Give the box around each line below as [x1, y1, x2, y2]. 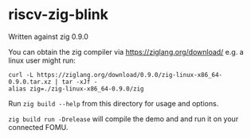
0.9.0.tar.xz [8, 78, 52, 86]
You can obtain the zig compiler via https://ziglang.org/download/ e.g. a [8, 47, 245, 56]
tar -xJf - [61, 78, 98, 86]
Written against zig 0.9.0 [8, 32, 89, 41]
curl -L [8, 71, 34, 79]
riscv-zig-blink [8, 6, 109, 24]
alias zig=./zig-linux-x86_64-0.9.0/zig [8, 85, 145, 93]
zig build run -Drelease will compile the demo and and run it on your [8, 113, 239, 124]
